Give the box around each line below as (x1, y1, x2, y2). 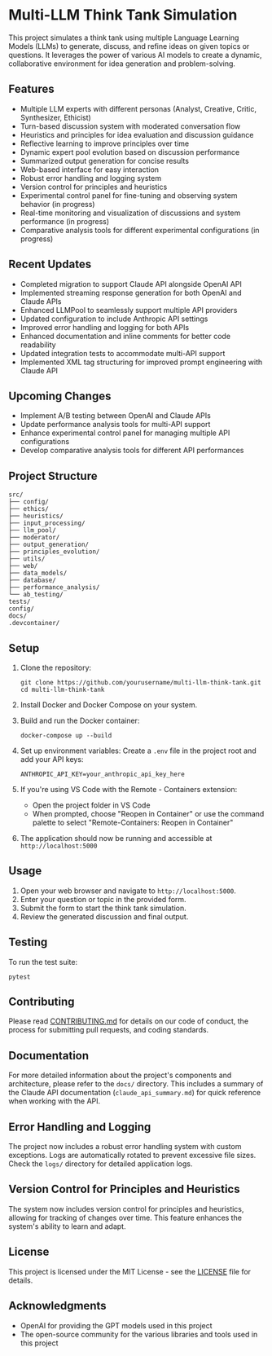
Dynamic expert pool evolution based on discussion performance (20, 147, 240, 156)
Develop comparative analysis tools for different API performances (20, 446, 244, 456)
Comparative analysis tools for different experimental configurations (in (20, 225, 260, 235)
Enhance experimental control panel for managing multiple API (20, 428, 230, 438)
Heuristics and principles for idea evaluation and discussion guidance (20, 130, 254, 139)
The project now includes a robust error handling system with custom (8, 1142, 242, 1151)
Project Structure (8, 469, 98, 482)
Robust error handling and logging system (20, 173, 161, 183)
